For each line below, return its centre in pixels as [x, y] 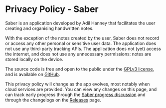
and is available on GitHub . [33, 74]
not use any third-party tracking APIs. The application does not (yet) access [83, 48]
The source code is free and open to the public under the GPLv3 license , [80, 69]
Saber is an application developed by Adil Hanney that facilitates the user [80, 23]
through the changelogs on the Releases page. [53, 100]
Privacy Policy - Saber [52, 9]
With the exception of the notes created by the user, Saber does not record [82, 38]
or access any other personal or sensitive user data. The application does [81, 43]
